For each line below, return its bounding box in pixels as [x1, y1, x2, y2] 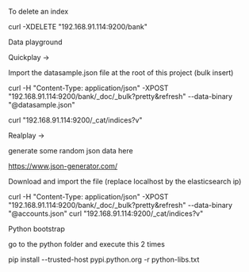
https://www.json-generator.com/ [8, 161, 118, 171]
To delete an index [8, 7, 69, 16]
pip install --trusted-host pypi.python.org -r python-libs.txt [8, 255, 200, 264]
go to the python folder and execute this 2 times [8, 240, 165, 248]
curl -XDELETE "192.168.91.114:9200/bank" [8, 22, 148, 31]
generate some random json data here [8, 146, 133, 155]
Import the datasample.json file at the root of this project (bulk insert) [8, 68, 234, 77]
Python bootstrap [8, 225, 65, 233]
